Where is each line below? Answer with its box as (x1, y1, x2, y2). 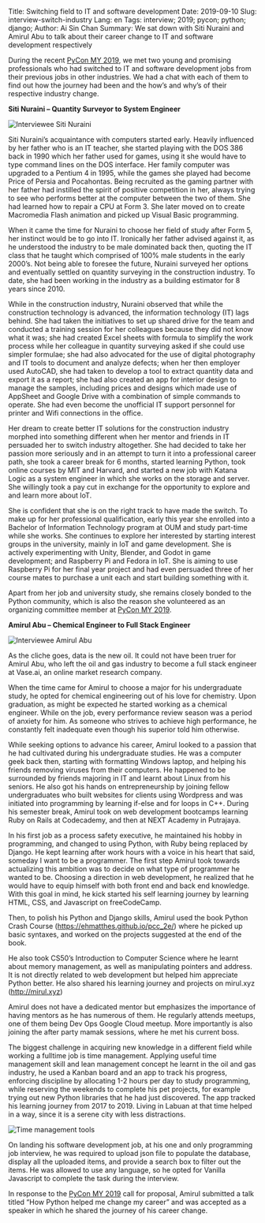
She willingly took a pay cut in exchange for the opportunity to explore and (8, 483, 251, 491)
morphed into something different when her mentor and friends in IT (8, 432, 230, 441)
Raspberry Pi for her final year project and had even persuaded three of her (8, 565, 254, 574)
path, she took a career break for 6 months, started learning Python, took (8, 457, 246, 466)
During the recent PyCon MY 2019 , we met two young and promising (8, 55, 231, 65)
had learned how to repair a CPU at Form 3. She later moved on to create (8, 202, 245, 211)
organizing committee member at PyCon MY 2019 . (8, 605, 172, 614)
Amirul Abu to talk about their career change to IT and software (8, 32, 214, 41)
